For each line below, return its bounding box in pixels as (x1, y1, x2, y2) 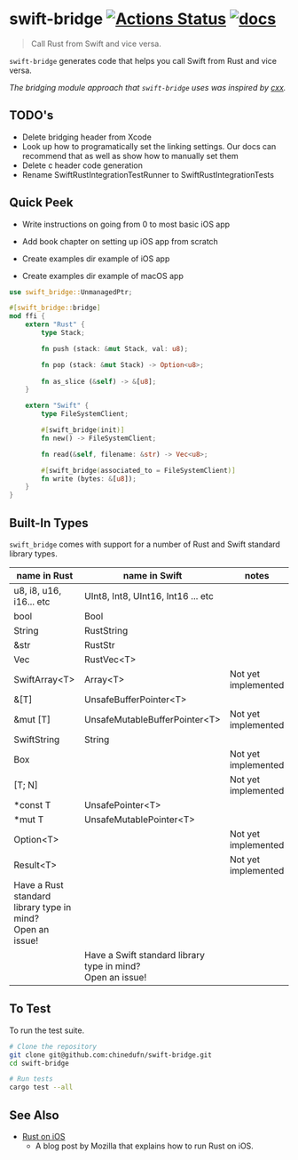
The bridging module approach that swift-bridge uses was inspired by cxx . (9, 82, 286, 92)
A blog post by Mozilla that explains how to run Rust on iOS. (35, 1140, 255, 1151)
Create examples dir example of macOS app (21, 270, 184, 281)
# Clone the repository (9, 1042, 98, 1051)
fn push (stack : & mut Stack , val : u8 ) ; (41, 344, 189, 353)
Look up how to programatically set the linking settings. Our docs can (21, 140, 277, 151)
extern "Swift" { (25, 401, 90, 411)
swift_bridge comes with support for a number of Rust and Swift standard (9, 539, 281, 549)
